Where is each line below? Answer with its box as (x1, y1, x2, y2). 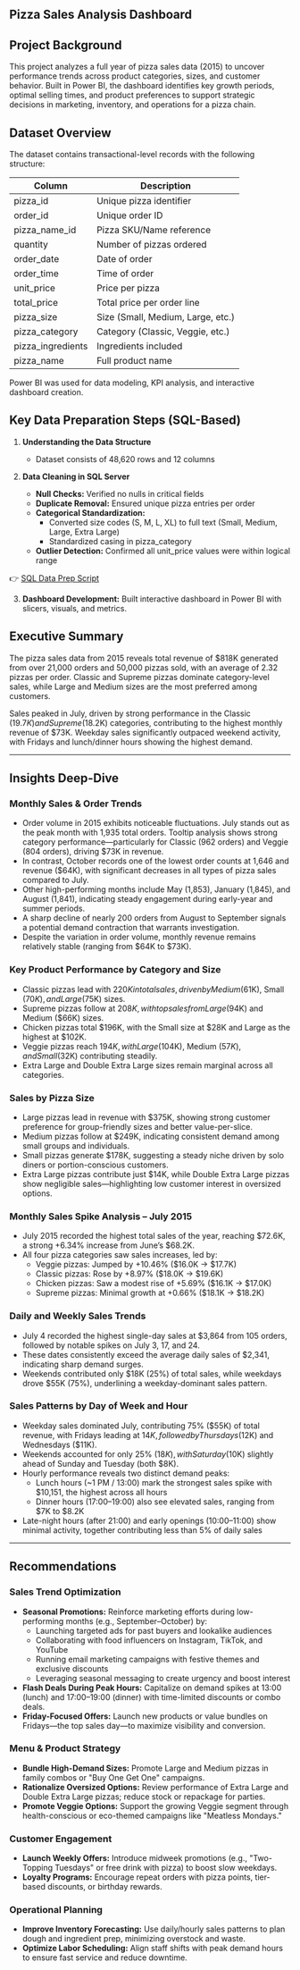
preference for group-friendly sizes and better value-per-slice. (21, 1121, 253, 1132)
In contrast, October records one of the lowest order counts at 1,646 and (21, 855, 290, 866)
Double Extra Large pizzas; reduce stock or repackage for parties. (21, 1791, 266, 1802)
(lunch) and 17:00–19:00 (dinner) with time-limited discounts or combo (21, 1691, 281, 1702)
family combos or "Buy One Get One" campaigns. (21, 1772, 205, 1782)
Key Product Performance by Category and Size (9, 964, 221, 976)
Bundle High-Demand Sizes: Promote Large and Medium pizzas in (21, 1763, 270, 1773)
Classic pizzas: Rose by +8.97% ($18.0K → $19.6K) (35, 1268, 224, 1279)
